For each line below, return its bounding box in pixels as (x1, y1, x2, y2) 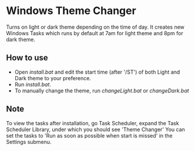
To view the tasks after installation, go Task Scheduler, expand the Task (6, 119, 179, 126)
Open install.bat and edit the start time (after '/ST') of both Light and (14, 68, 180, 75)
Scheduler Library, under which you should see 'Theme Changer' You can (6, 126, 185, 133)
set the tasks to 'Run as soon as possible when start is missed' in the (6, 132, 173, 139)
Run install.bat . (14, 81, 52, 88)
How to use (6, 53, 48, 63)
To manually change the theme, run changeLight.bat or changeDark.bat (14, 87, 189, 94)
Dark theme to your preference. (14, 74, 91, 81)
